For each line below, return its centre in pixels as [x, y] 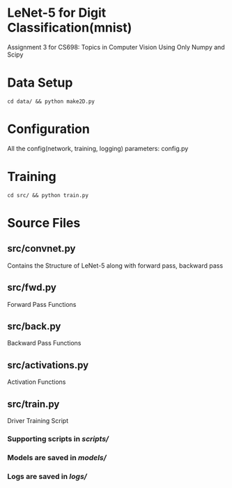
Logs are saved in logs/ [47, 476]
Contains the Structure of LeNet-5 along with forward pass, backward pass [115, 265]
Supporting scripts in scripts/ [58, 438]
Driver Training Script [38, 421]
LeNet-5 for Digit [57, 13]
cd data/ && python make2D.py [51, 101]
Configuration [49, 129]
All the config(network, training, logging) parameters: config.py [98, 148]
